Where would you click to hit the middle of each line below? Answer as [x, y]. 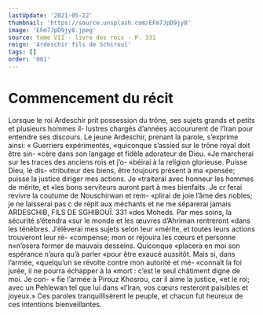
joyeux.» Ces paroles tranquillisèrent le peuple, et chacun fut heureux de [126, 295]
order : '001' [29, 60]
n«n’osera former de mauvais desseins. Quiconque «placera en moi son [124, 246]
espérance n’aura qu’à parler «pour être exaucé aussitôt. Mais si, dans [122, 254]
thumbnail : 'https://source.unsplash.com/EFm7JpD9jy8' [100, 23]
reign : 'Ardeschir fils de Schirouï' [70, 45]
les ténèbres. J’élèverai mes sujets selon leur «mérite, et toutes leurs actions [131, 228]
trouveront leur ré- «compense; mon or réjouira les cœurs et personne [122, 237]
